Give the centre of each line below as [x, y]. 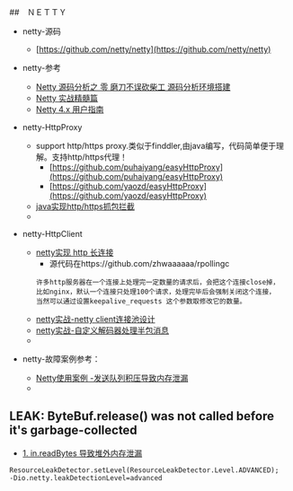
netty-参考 [41, 68]
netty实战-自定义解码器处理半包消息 [102, 330]
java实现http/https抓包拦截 [85, 206]
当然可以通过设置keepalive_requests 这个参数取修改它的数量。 [141, 302]
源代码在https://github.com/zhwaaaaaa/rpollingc [139, 263]
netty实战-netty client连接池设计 [95, 319]
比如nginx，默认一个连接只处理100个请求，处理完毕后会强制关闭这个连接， [155, 292]
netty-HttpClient [52, 234]
